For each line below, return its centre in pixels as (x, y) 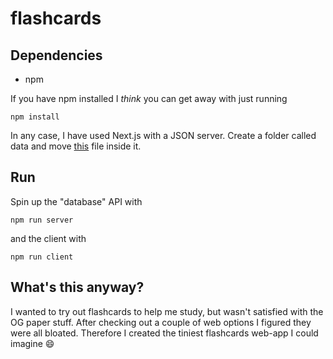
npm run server (42, 220)
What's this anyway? (77, 287)
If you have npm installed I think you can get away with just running (149, 98)
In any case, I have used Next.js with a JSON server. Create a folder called (163, 135)
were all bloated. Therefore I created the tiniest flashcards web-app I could (164, 333)
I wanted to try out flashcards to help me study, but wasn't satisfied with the (167, 311)
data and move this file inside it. (76, 146)
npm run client (42, 257)
